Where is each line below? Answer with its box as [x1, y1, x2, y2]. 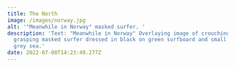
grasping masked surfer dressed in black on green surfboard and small [13, 36, 227, 43]
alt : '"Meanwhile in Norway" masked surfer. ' [7, 23, 145, 30]
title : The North [7, 10, 58, 17]
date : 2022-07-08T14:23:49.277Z [7, 50, 101, 57]
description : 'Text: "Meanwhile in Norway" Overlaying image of [7, 29, 199, 37]
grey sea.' [13, 43, 45, 50]
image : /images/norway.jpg [7, 17, 86, 24]
